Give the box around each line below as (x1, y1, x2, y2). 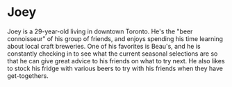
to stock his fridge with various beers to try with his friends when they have (7, 64, 224, 72)
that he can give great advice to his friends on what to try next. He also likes (7, 56, 225, 65)
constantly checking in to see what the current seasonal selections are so (7, 49, 218, 58)
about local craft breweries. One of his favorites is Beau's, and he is (7, 42, 201, 50)
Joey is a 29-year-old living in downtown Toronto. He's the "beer (7, 27, 193, 35)
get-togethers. (7, 71, 49, 80)
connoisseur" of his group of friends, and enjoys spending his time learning (7, 34, 224, 42)
